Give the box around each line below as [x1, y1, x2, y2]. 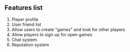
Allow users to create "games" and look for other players [11, 26, 126, 32]
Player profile [11, 16, 38, 22]
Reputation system [11, 42, 49, 47]
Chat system [11, 37, 37, 42]
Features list [4, 4, 43, 12]
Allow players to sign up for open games [11, 31, 93, 37]
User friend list [11, 21, 42, 27]
